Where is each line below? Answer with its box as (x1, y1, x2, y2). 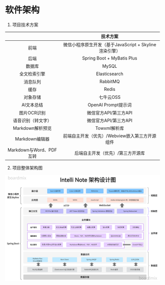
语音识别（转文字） (13, 117, 52, 123)
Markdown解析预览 (13, 125, 52, 131)
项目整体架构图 (12, 165, 43, 171)
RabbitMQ (99, 79, 120, 85)
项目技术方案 (12, 22, 38, 28)
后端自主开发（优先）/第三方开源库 (74, 150, 145, 156)
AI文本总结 (21, 102, 43, 108)
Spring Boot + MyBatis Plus (82, 55, 137, 61)
